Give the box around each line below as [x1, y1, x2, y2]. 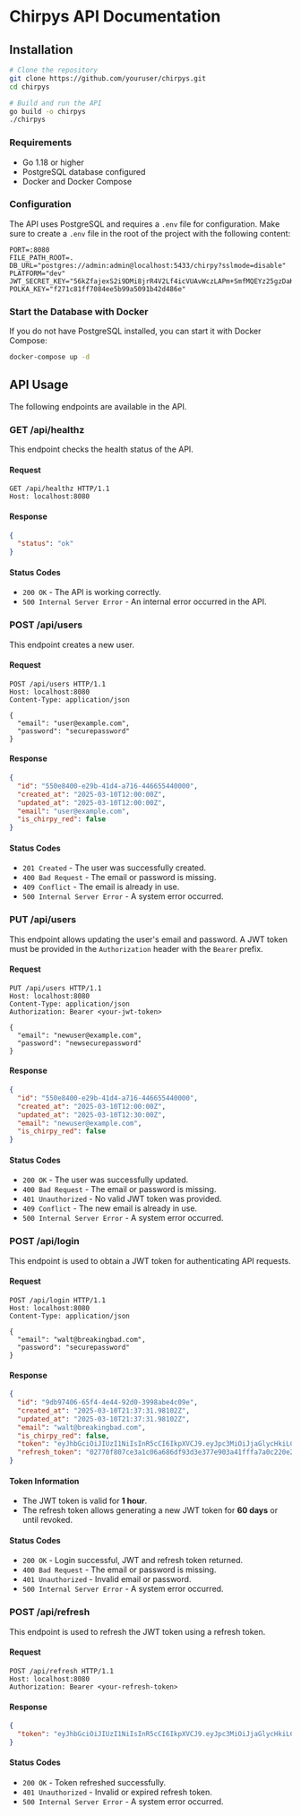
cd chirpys [9, 82, 50, 91]
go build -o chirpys [9, 107, 87, 116]
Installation [9, 42, 73, 57]
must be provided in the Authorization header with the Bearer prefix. [9, 943, 263, 954]
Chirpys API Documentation [9, 6, 221, 27]
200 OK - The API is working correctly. [21, 587, 161, 598]
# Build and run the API [9, 99, 102, 108]
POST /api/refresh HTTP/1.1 [9, 1666, 115, 1675]
